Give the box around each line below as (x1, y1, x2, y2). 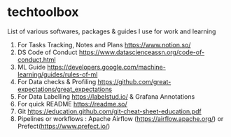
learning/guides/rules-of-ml (17, 70, 98, 79)
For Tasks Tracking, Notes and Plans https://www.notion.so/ (17, 40, 191, 49)
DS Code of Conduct (17, 48, 78, 56)
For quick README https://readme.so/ (17, 99, 127, 108)
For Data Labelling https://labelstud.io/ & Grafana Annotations (17, 92, 195, 101)
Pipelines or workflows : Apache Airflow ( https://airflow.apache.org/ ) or (17, 114, 224, 122)
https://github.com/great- (97, 77, 171, 86)
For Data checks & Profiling (17, 77, 97, 86)
